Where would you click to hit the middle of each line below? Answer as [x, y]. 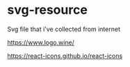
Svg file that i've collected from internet [64, 29]
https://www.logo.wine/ [41, 42]
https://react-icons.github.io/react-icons [65, 56]
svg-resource [48, 10]
